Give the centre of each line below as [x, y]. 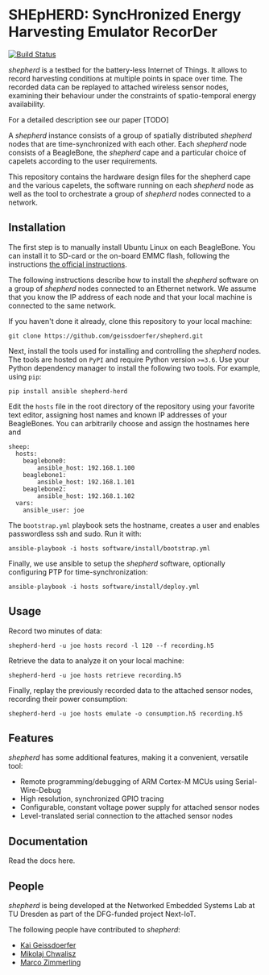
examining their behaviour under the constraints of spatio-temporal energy [132, 95]
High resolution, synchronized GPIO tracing [92, 799]
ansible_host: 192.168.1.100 [86, 468]
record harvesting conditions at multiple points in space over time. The [126, 78]
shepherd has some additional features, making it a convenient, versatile [128, 757]
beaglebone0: [45, 461]
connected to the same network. [62, 305]
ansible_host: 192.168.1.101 [86, 482]
